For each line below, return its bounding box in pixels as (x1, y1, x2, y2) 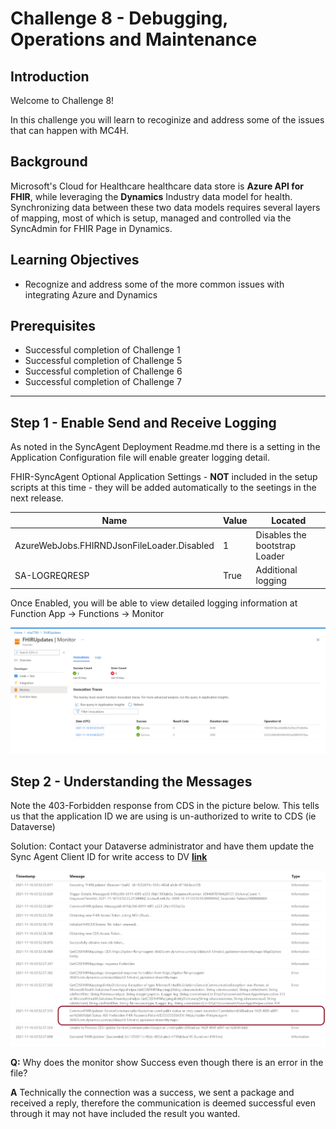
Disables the (255, 529, 307, 541)
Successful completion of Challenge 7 (24, 376, 182, 388)
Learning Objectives (10, 252, 140, 269)
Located (271, 514, 307, 526)
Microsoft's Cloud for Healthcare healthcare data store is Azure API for (10, 180, 304, 192)
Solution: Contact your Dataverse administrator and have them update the (10, 840, 315, 852)
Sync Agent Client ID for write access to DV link (10, 851, 208, 863)
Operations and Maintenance (10, 28, 258, 51)
